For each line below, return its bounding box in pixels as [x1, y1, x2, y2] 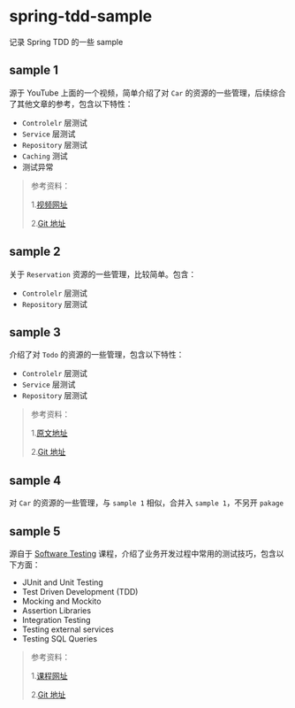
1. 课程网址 [30, 671, 68, 681]
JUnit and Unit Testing [21, 577, 103, 588]
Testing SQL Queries [21, 634, 98, 643]
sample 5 [9, 524, 61, 539]
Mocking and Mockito [21, 596, 102, 606]
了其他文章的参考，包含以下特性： [9, 98, 133, 109]
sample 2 [9, 244, 61, 259]
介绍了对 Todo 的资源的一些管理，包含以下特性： [9, 350, 185, 360]
